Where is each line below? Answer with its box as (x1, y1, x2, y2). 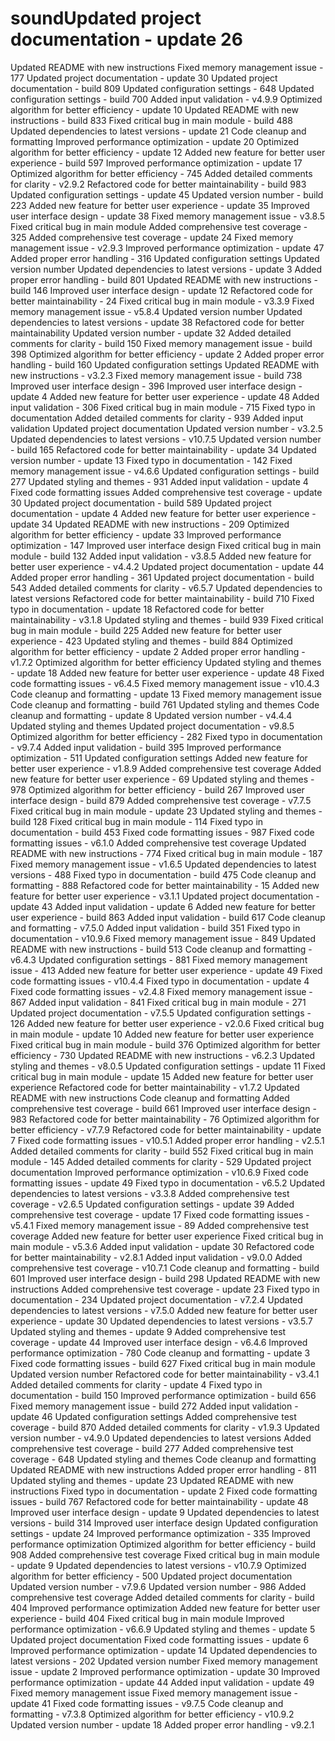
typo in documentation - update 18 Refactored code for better (10, 603, 265, 615)
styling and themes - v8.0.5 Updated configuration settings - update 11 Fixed (10, 1060, 326, 1072)
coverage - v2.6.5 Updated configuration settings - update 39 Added (10, 1198, 295, 1210)
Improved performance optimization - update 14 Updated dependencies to (10, 1644, 318, 1656)
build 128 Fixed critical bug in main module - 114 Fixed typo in (10, 815, 264, 827)
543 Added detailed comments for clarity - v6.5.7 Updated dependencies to (10, 582, 323, 594)
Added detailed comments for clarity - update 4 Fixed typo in (10, 1378, 263, 1391)
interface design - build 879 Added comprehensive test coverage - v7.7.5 (10, 794, 312, 806)
